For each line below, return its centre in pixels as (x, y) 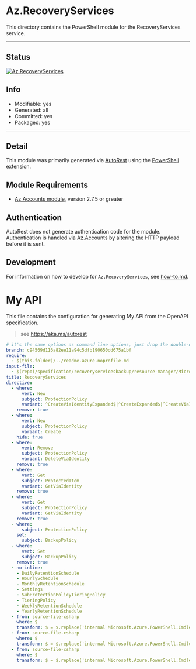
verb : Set (33, 551)
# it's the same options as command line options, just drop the (87, 344)
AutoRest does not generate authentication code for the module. (83, 231)
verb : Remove (37, 448)
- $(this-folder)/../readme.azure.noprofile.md (70, 361)
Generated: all (31, 110)
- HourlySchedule (38, 579)
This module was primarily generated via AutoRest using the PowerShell (93, 160)
